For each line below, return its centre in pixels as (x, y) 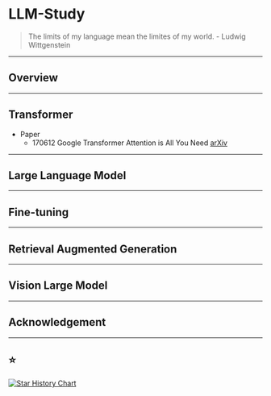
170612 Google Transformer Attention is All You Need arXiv (130, 143)
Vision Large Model (58, 286)
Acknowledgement (57, 322)
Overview (33, 78)
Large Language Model (67, 175)
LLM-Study (47, 14)
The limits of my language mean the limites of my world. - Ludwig (137, 36)
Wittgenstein (49, 44)
